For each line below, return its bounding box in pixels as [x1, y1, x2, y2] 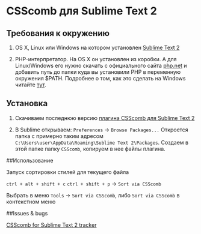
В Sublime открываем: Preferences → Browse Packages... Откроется [14, 126, 188, 133]
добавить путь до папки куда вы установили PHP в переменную [14, 68, 181, 76]
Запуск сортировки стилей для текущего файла [6, 168, 129, 175]
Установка [6, 98, 48, 109]
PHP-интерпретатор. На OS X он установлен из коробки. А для [14, 56, 177, 62]
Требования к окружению [6, 28, 110, 38]
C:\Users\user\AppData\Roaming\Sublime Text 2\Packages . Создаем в [14, 139, 188, 146]
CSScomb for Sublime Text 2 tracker [6, 221, 97, 229]
